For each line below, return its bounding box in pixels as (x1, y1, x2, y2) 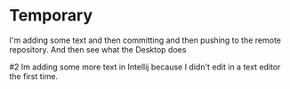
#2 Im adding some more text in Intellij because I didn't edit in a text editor (9, 61, 281, 72)
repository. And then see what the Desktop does (9, 44, 187, 54)
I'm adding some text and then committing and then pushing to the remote (9, 35, 282, 45)
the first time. (9, 70, 59, 81)
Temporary (9, 5, 93, 26)
